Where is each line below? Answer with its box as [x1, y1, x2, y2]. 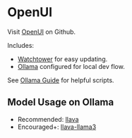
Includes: [7, 41, 34, 49]
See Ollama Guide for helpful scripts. [7, 75, 114, 84]
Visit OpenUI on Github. [7, 27, 76, 36]
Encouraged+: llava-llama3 [17, 123, 97, 131]
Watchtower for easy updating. [17, 54, 108, 63]
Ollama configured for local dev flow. [17, 62, 125, 70]
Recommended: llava [17, 115, 79, 123]
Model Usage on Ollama [7, 96, 114, 108]
